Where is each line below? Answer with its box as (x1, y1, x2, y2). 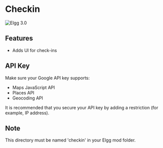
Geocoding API (12, 95, 43, 101)
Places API (12, 90, 35, 96)
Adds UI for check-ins (12, 47, 57, 53)
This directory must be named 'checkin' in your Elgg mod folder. (5, 137, 136, 143)
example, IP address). (5, 110, 49, 116)
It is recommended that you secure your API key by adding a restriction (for (5, 104, 159, 110)
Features (5, 34, 33, 43)
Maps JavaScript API (12, 84, 55, 90)
